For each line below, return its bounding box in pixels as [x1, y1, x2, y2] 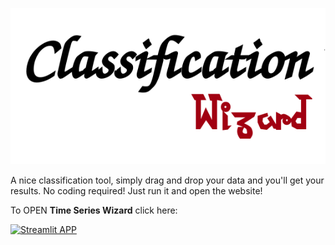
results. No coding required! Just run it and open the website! [10, 185, 263, 197]
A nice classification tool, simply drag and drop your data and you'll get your [10, 174, 325, 187]
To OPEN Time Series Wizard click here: [10, 204, 178, 217]
